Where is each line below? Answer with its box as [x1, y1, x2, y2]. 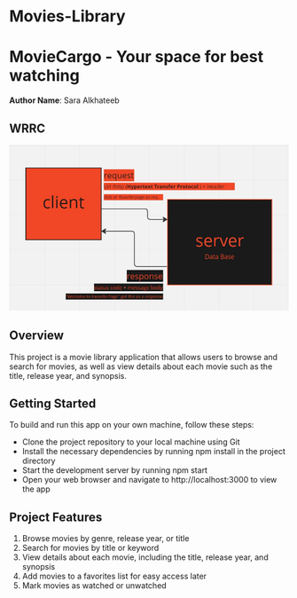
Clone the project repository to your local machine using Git [21, 437, 241, 447]
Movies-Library [9, 6, 126, 27]
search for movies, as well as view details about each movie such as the [9, 361, 273, 372]
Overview [9, 328, 65, 343]
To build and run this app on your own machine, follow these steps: [9, 420, 254, 430]
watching [9, 66, 80, 86]
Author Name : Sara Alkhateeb [9, 95, 120, 106]
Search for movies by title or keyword [21, 543, 160, 554]
